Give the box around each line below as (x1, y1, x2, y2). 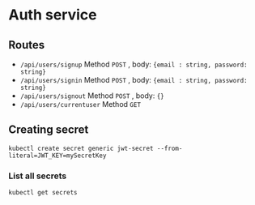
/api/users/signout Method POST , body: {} (19, 91, 164, 100)
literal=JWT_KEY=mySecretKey (8, 152, 107, 160)
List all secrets (8, 170, 67, 182)
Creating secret (8, 123, 89, 137)
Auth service (8, 6, 97, 24)
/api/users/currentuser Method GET (19, 100, 142, 109)
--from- (156, 144, 183, 152)
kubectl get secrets (8, 189, 79, 197)
